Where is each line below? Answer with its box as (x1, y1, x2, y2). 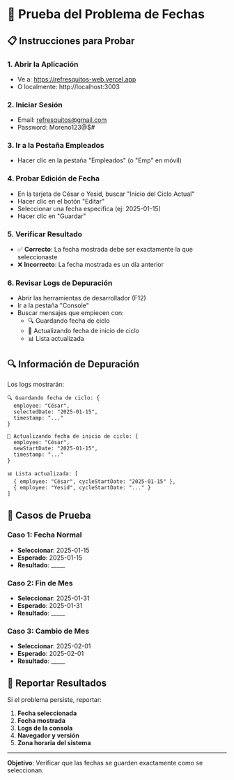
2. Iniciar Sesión (7, 100, 63, 109)
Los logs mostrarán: (7, 380, 65, 389)
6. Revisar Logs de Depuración (7, 278, 113, 288)
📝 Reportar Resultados (7, 677, 107, 689)
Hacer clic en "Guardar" (17, 212, 86, 220)
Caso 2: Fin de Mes (7, 578, 73, 588)
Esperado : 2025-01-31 (17, 602, 83, 610)
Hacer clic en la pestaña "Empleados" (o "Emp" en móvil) (17, 156, 182, 165)
